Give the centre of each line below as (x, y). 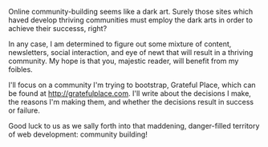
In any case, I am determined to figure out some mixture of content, (120, 44)
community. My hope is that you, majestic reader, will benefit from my (124, 61)
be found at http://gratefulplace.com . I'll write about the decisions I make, (130, 93)
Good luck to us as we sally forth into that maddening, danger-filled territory (134, 126)
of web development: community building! (78, 134)
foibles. (21, 70)
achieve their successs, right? (58, 28)
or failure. (24, 110)
